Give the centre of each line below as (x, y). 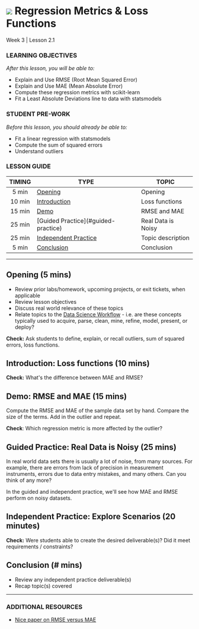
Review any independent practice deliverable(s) (73, 579)
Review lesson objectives (46, 301)
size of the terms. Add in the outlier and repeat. (64, 417)
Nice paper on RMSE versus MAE (55, 620)
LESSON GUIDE (29, 166)
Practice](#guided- (88, 221)
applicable (27, 296)
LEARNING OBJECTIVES (42, 55)
